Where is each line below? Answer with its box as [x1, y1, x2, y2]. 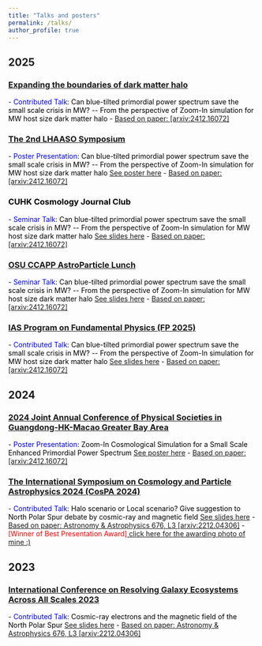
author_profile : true [8, 26, 80, 34]
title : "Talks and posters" [8, 11, 101, 20]
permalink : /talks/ [8, 19, 73, 27]
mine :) [8, 538, 32, 547]
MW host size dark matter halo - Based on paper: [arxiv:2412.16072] [8, 114, 230, 123]
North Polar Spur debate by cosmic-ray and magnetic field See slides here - [8, 513, 256, 522]
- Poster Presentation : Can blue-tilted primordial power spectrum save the [8, 152, 249, 161]
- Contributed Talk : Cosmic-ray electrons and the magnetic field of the [8, 611, 238, 621]
